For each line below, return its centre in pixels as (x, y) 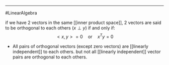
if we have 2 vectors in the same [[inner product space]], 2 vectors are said (83, 22)
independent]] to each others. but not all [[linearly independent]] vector (87, 51)
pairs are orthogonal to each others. (50, 57)
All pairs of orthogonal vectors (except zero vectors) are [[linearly (80, 46)
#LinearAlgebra (21, 13)
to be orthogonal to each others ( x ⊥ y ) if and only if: (60, 28)
